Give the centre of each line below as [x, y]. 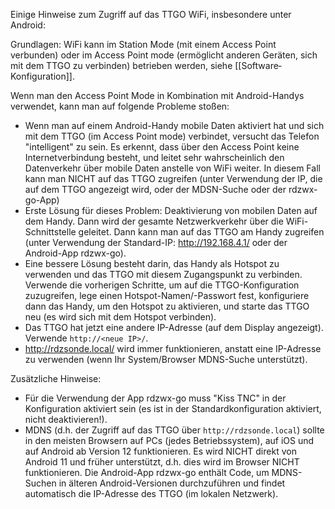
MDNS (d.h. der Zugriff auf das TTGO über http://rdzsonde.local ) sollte [174, 430]
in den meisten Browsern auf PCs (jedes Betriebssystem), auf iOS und [169, 440]
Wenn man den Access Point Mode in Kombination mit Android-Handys [157, 95]
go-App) [42, 200]
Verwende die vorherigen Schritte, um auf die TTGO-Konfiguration [162, 285]
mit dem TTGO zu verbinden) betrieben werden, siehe [121, 65]
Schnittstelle [50, 232]
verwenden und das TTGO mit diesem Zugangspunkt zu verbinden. [163, 274]
